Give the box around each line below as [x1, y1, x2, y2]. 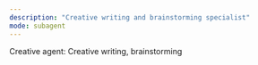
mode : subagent [9, 21, 66, 30]
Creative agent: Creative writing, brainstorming [9, 45, 183, 56]
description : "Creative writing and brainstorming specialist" [9, 12, 251, 22]
